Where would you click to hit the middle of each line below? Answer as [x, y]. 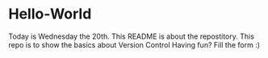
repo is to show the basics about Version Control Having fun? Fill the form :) [134, 44]
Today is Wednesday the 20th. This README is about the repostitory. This [131, 36]
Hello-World [50, 14]
